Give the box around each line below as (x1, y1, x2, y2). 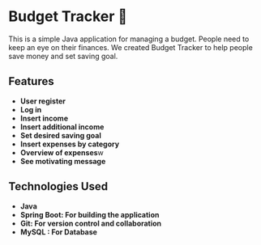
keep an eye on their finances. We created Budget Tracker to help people (8, 42, 253, 52)
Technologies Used (8, 180, 108, 193)
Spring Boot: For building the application (19, 209, 160, 219)
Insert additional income (19, 121, 105, 132)
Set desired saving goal (19, 130, 101, 140)
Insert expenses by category (19, 139, 120, 149)
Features (8, 74, 54, 88)
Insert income (19, 113, 69, 123)
